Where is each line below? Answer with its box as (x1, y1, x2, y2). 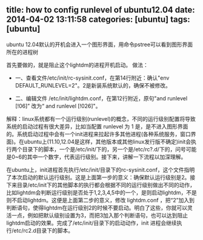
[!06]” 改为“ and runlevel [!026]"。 (15, 102, 101, 109)
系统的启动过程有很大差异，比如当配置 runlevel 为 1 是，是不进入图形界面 (6, 123, 188, 130)
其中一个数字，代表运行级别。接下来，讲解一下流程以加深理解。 (27, 153, 187, 160)
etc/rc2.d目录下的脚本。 (13, 227, 74, 234)
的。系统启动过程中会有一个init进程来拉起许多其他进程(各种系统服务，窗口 (6, 130, 191, 137)
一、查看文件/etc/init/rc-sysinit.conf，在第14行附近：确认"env (15, 74, 170, 81)
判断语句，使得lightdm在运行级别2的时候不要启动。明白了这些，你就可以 (6, 204, 188, 211)
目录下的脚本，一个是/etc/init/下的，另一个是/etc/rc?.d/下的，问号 (22, 145, 186, 153)
